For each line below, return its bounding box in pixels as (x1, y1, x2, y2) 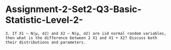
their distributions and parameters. (5, 39, 86, 45)
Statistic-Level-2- (5, 14, 83, 26)
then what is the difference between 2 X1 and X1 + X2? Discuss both (5, 35, 158, 40)
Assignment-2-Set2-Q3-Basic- (5, 4, 142, 15)
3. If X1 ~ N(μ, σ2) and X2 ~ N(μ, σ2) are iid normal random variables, (5, 31, 167, 36)
